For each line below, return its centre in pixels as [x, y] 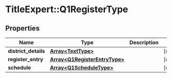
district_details [26, 51]
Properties [23, 28]
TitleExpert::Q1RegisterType [67, 9]
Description [144, 43]
